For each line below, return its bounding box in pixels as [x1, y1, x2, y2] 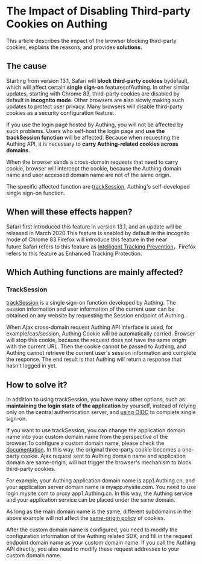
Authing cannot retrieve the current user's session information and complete [6, 349, 197, 357]
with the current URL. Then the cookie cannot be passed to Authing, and [6, 343, 186, 350]
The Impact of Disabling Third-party [6, 4, 191, 18]
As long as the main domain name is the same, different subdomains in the [6, 508, 192, 515]
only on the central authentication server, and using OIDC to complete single [6, 409, 196, 416]
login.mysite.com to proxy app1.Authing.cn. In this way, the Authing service [6, 490, 193, 497]
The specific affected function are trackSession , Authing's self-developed [6, 183, 190, 190]
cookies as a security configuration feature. [6, 109, 115, 116]
